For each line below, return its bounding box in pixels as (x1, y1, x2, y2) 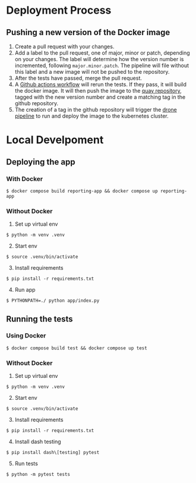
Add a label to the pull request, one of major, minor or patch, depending (14, 49, 190, 56)
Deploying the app (6, 157, 75, 167)
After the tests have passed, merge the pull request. (14, 75, 143, 81)
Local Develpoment (6, 133, 104, 147)
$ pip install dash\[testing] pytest (6, 450, 100, 456)
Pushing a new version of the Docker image (6, 27, 170, 37)
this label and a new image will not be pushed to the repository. (14, 68, 170, 75)
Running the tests (6, 314, 73, 324)
